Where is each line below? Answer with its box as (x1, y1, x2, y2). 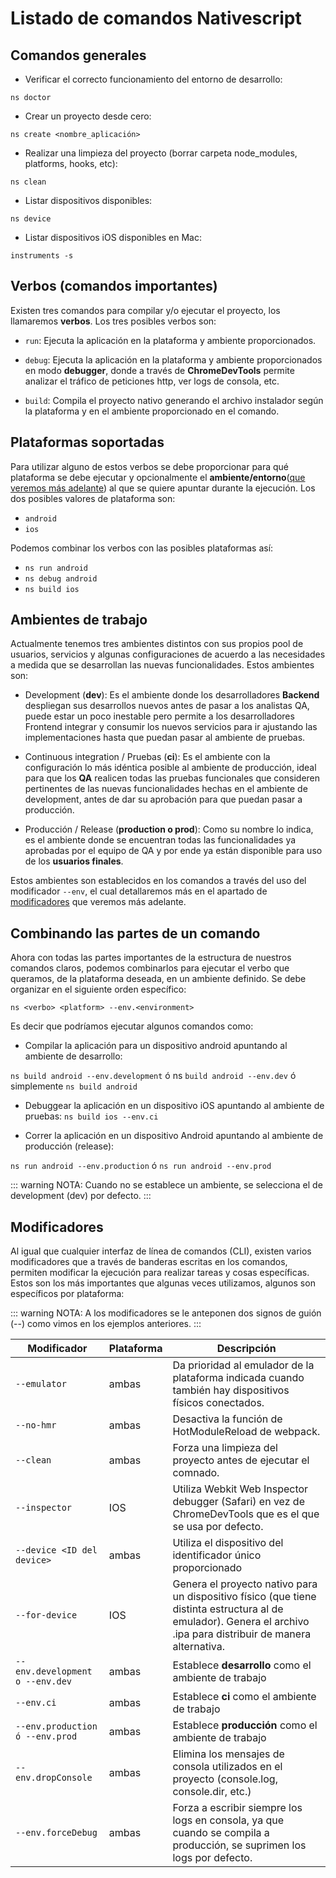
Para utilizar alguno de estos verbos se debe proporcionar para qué (10, 460, 290, 472)
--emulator (15, 1378, 67, 1390)
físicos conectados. (172, 1396, 265, 1410)
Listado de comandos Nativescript (10, 7, 302, 30)
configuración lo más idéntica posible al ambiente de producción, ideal (24, 762, 317, 774)
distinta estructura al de (172, 1602, 284, 1616)
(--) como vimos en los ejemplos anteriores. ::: (10, 1318, 202, 1330)
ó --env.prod (15, 1731, 78, 1742)
